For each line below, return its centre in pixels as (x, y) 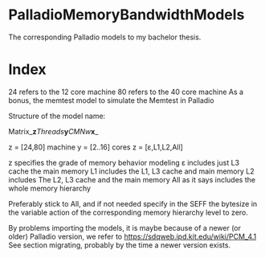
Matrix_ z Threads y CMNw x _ (53, 131)
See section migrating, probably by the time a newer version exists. (120, 245)
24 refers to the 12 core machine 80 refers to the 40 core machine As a (126, 92)
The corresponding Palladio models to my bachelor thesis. (105, 37)
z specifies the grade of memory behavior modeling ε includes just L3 (124, 162)
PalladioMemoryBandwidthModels (126, 15)
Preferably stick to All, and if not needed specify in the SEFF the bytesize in (133, 203)
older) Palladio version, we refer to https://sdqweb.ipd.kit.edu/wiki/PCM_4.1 (132, 236)
